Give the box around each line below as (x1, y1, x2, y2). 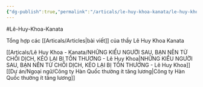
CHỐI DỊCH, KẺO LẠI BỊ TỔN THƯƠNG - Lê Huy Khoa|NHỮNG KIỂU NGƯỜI (6, 55, 193, 62)
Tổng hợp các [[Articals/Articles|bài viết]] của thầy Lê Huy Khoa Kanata (6, 37, 184, 44)
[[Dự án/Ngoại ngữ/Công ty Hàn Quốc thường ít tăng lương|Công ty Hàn (6, 67, 185, 75)
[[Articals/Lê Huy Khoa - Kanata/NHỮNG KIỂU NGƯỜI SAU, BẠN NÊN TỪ (6, 49, 188, 56)
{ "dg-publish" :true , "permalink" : (6, 8, 91, 15)
